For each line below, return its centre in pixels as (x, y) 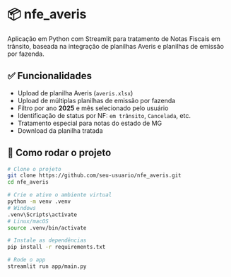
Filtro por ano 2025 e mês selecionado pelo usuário (93, 108)
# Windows (22, 208)
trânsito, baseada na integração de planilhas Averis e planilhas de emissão (116, 46)
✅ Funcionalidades (50, 76)
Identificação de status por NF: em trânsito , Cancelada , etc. (104, 115)
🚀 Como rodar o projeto (59, 153)
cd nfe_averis (28, 182)
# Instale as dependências (47, 241)
